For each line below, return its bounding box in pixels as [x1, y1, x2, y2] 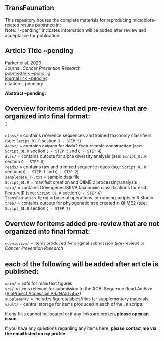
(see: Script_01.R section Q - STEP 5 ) [5, 138, 82, 144]
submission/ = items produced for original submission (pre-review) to [5, 240, 145, 246]
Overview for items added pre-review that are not [5, 219, 159, 228]
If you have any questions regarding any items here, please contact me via [5, 325, 157, 331]
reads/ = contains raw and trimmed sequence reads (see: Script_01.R [5, 164, 147, 170]
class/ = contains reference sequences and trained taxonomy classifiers [5, 132, 152, 139]
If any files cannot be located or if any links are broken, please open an [5, 311, 149, 317]
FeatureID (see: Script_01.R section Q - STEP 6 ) [5, 190, 102, 195]
